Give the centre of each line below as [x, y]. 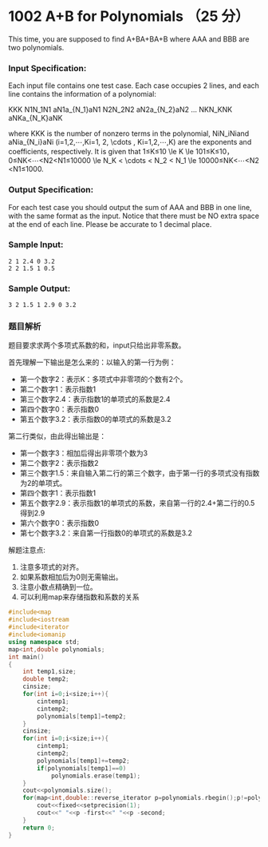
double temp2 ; [46, 679]
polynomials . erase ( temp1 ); [96, 776]
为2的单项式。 [43, 483]
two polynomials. [36, 47]
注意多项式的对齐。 [51, 567]
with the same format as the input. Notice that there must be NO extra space [134, 216]
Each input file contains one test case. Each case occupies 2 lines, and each [134, 85]
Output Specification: [51, 190]
